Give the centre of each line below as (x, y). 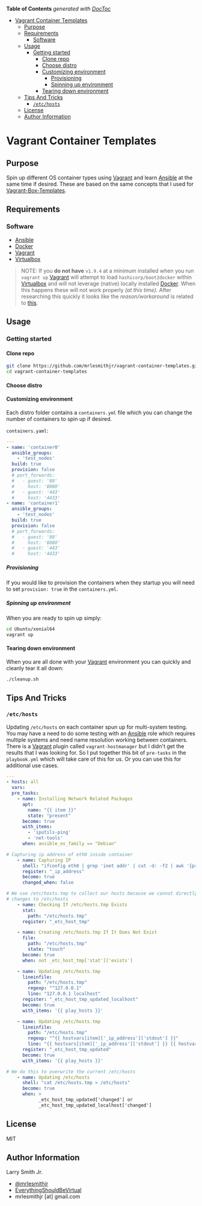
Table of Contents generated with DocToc (59, 9)
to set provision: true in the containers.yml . (62, 589)
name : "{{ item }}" (52, 810)
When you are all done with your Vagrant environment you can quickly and (99, 662)
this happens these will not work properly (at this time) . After (96, 290)
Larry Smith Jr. (25, 1172)
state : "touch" (47, 950)
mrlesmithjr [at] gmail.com (47, 1196)
